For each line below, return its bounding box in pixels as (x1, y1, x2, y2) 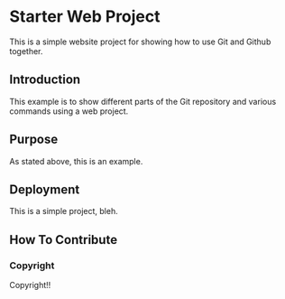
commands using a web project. (9, 106, 129, 117)
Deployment (9, 182, 80, 197)
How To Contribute (9, 232, 118, 248)
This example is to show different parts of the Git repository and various (9, 96, 277, 107)
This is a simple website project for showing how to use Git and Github (9, 36, 271, 47)
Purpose (9, 132, 59, 147)
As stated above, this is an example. (9, 155, 143, 166)
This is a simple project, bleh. (9, 206, 119, 217)
